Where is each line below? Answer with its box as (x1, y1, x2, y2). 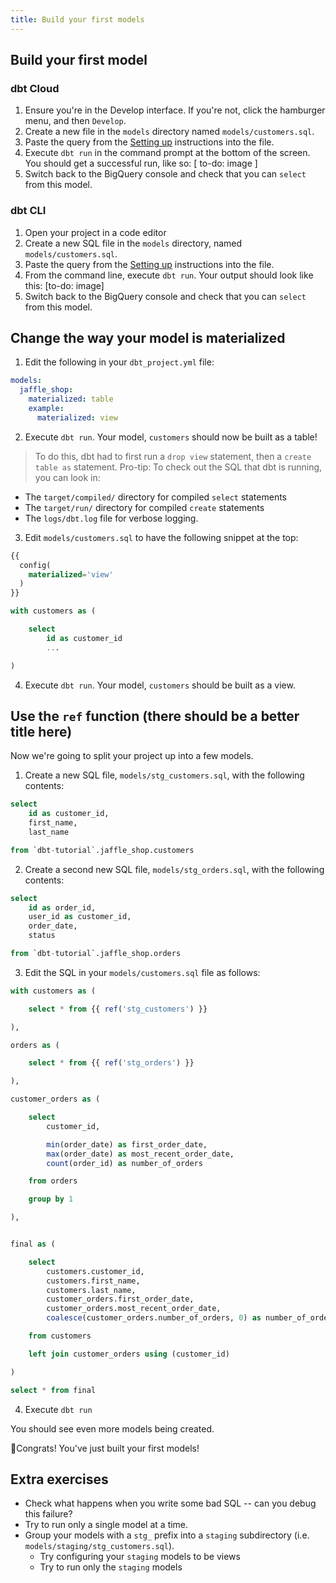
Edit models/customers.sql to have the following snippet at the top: (24, 531, 299, 543)
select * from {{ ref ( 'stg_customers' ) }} (28, 1004, 208, 1014)
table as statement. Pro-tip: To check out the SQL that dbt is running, (34, 461, 323, 473)
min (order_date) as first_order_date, (46, 1139, 208, 1150)
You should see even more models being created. (10, 1422, 215, 1435)
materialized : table (28, 394, 114, 405)
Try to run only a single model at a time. (24, 1519, 189, 1531)
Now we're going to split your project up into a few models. (10, 750, 254, 762)
